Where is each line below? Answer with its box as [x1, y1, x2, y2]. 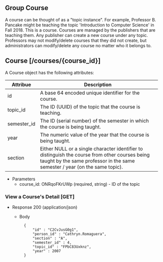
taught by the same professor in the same [40, 157, 135, 164]
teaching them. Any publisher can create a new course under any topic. [5, 32, 148, 38]
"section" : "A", [32, 236, 68, 241]
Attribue [11, 81, 32, 88]
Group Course [5, 4, 49, 12]
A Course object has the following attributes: [5, 70, 95, 75]
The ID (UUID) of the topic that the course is [40, 103, 141, 110]
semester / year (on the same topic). [40, 163, 123, 170]
